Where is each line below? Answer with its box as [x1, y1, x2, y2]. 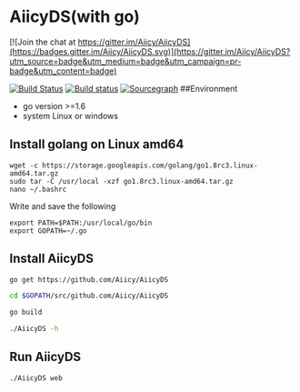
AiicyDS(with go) [9, 6, 140, 27]
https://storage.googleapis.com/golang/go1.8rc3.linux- [42, 161, 258, 170]
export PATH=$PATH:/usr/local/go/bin [9, 218, 153, 227]
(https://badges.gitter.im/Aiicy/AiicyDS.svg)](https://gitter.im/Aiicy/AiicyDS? [9, 45, 291, 56]
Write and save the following [9, 200, 116, 211]
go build [9, 307, 43, 317]
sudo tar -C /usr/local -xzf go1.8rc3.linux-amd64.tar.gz [9, 176, 234, 186]
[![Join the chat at [9, 36, 76, 47]
